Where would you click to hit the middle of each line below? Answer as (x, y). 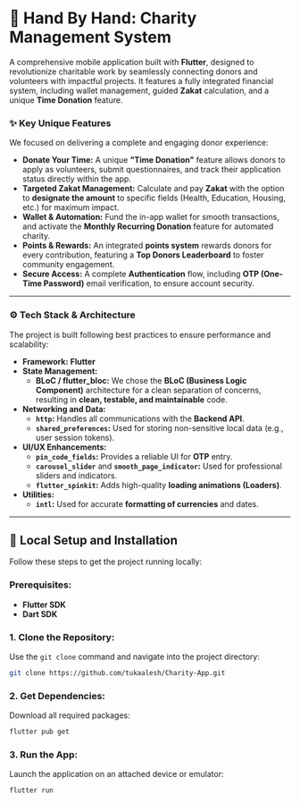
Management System (91, 37)
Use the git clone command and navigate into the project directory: (135, 656)
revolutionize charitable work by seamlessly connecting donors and (133, 72)
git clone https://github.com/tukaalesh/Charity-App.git (117, 673)
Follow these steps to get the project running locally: (106, 561)
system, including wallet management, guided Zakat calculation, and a (139, 90)
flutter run (31, 790)
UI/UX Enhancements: (64, 447)
